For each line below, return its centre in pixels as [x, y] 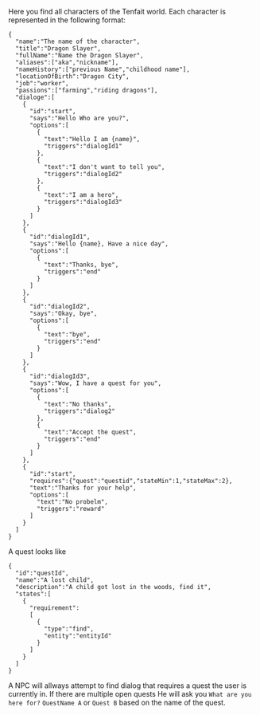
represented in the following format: [67, 20]
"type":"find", [68, 629]
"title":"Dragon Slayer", [58, 49]
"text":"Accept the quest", [90, 432]
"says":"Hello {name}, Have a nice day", [99, 244]
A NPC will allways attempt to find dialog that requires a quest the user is [128, 686]
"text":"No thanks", [78, 404]
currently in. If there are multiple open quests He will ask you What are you [130, 694]
